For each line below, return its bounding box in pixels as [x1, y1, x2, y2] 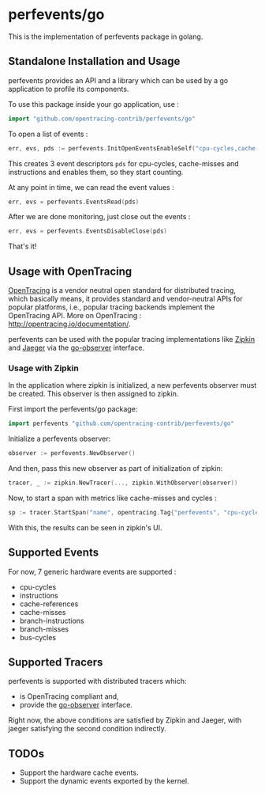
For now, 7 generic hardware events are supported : [8, 567, 177, 576]
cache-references [19, 599, 79, 609]
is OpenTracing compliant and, [19, 692, 120, 701]
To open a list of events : [8, 129, 88, 138]
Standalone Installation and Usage [8, 55, 181, 68]
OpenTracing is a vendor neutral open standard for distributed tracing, [8, 286, 237, 295]
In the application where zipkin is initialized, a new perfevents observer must [8, 381, 257, 390]
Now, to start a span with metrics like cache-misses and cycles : [8, 493, 217, 503]
